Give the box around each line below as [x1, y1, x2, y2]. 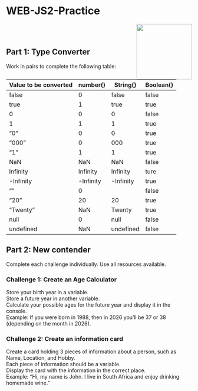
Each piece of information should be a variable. [6, 361, 121, 368]
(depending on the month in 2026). [6, 320, 91, 327]
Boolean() [145, 81, 174, 89]
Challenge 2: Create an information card [6, 334, 124, 343]
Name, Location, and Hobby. [6, 354, 75, 362]
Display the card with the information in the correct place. [6, 367, 146, 374]
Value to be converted [9, 81, 73, 89]
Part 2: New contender [6, 245, 91, 255]
